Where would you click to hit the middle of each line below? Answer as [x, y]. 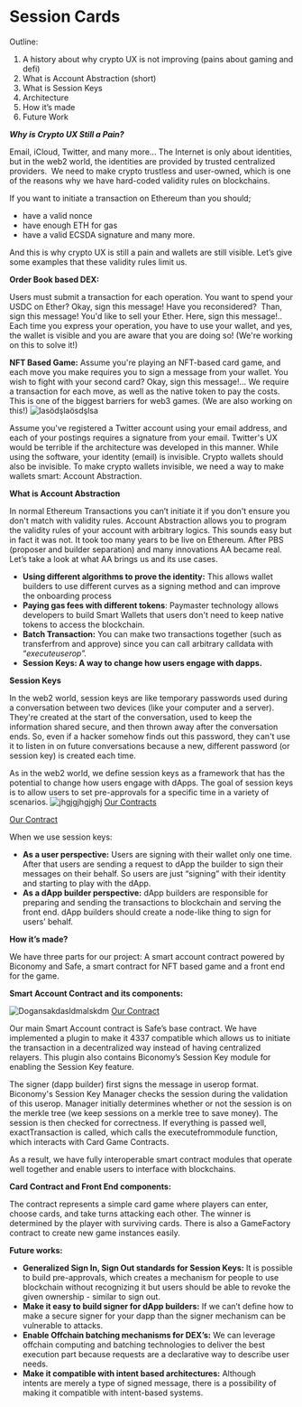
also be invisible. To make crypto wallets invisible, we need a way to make [146, 466]
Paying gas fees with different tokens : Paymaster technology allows [151, 605]
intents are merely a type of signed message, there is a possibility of [149, 1383]
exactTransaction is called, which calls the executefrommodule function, [144, 1132]
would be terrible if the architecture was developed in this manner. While [144, 447]
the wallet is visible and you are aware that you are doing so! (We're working [151, 335]
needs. [35, 1364]
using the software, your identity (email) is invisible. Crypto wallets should [146, 456]
